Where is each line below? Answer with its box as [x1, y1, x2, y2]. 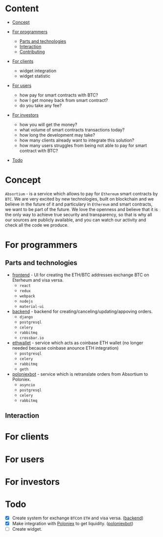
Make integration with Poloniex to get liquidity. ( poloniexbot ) [12, 520, 134, 526]
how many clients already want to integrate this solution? [19, 137, 135, 143]
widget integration [19, 67, 56, 74]
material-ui [19, 304, 44, 309]
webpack [19, 294, 35, 298]
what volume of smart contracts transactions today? [19, 126, 125, 133]
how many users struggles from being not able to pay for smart [19, 142, 147, 148]
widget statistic [19, 73, 50, 79]
